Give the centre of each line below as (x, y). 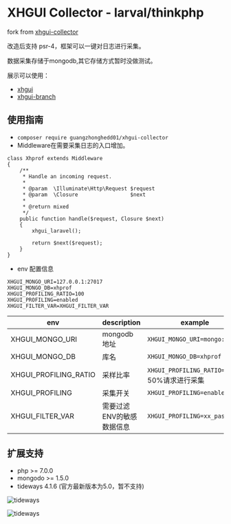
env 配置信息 (35, 269)
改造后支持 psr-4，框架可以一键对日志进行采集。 (76, 46)
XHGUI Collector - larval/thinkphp (106, 13)
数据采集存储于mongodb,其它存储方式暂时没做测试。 (82, 61)
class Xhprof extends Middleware (55, 158)
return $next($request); (67, 243)
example (195, 322)
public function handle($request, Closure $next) (92, 219)
